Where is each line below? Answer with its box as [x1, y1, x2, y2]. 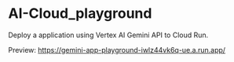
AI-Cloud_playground [8, 5, 152, 22]
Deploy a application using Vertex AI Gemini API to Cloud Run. [8, 30, 209, 40]
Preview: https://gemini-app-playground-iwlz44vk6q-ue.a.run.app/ [8, 45, 226, 54]
